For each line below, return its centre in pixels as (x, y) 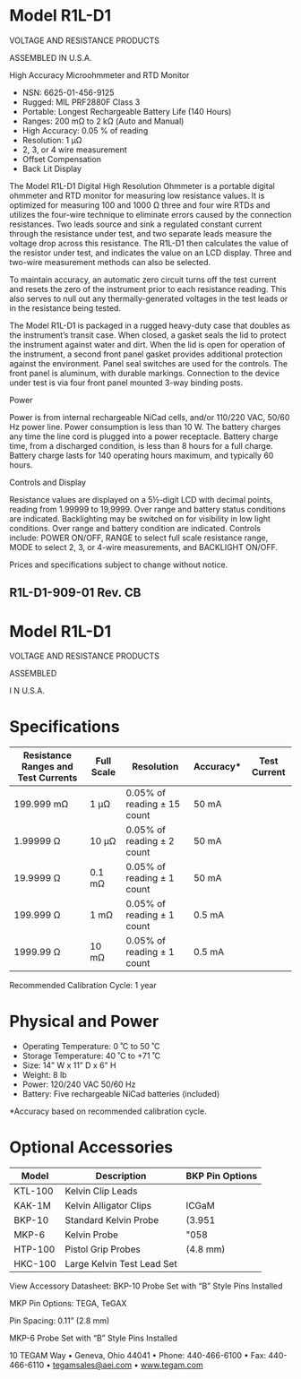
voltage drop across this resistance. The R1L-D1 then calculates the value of (149, 243)
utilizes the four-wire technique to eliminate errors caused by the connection (150, 214)
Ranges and (47, 767)
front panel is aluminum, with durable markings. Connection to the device (145, 373)
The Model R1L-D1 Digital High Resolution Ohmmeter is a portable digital (142, 185)
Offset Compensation (61, 159)
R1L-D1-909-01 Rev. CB (75, 593)
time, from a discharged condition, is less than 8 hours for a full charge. (141, 445)
